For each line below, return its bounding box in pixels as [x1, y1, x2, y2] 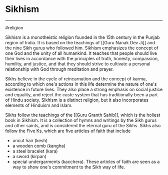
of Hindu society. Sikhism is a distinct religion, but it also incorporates [5, 97, 149, 103]
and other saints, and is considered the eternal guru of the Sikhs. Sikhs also [5, 122, 161, 128]
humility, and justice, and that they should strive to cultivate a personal [5, 61, 150, 67]
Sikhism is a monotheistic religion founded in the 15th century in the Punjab [5, 34, 160, 40]
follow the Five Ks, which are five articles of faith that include [5, 128, 131, 134]
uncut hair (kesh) [12, 137, 48, 143]
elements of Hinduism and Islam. [5, 102, 72, 108]
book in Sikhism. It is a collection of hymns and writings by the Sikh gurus [5, 117, 157, 123]
